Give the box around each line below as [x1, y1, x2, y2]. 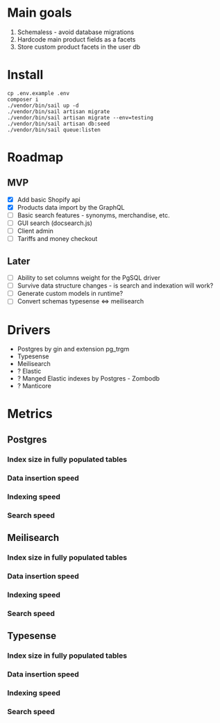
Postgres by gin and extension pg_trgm [17, 345, 130, 354]
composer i [7, 96, 39, 103]
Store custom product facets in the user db [17, 42, 141, 51]
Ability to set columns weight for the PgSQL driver [17, 274, 161, 282]
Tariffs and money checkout [17, 235, 98, 243]
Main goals [7, 5, 72, 21]
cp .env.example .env [7, 90, 70, 97]
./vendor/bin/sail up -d [7, 102, 79, 109]
